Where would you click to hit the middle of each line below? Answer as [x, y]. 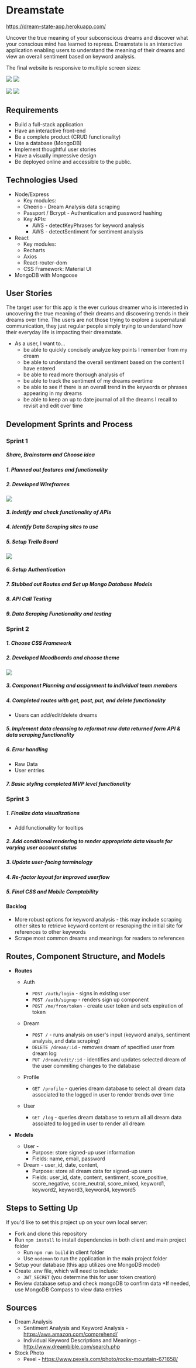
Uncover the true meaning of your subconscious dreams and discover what [97, 37]
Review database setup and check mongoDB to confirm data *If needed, [102, 1283]
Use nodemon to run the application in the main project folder [95, 1258]
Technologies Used [42, 180]
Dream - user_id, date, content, [61, 1164]
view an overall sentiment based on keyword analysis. [71, 56]
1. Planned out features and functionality [57, 469]
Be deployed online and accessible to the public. [73, 161]
